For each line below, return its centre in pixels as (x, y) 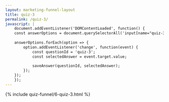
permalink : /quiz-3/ (27, 19)
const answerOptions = (38, 33)
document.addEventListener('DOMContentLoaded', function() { (79, 29)
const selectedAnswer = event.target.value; (79, 57)
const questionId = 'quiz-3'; (64, 52)
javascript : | (20, 24)
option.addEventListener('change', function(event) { (81, 47)
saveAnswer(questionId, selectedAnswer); (76, 66)
